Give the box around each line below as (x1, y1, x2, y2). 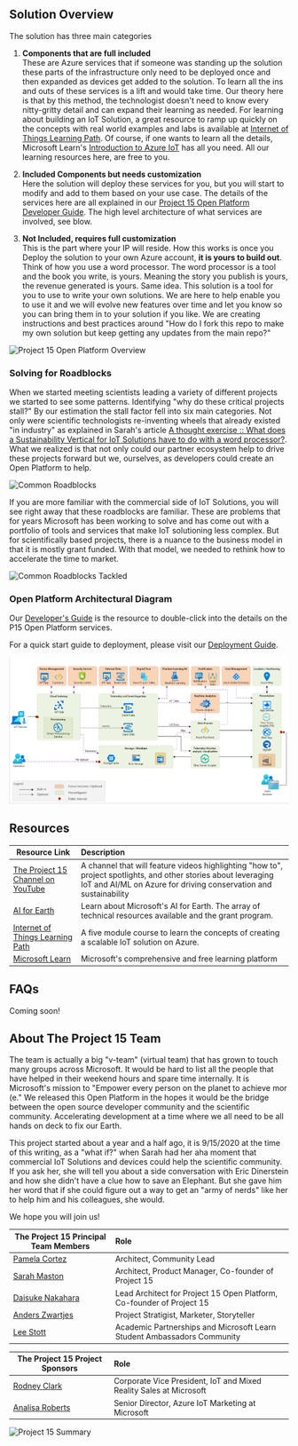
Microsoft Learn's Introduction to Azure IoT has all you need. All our (21, 142, 270, 153)
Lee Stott (12, 1326, 46, 1337)
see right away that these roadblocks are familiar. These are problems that (9, 506, 281, 518)
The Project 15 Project (17, 1354, 103, 1364)
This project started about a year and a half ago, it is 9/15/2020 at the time (9, 1138, 281, 1149)
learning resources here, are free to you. (21, 151, 170, 162)
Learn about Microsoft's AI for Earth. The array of (81, 900, 261, 911)
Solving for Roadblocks (9, 367, 113, 379)
